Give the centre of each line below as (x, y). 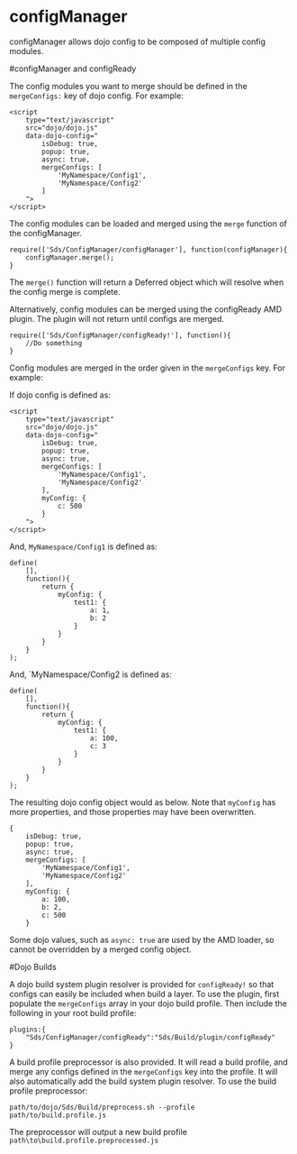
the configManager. (46, 233)
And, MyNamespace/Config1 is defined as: (83, 546)
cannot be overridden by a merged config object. (100, 949)
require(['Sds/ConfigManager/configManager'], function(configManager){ (148, 250)
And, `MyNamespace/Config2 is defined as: (91, 674)
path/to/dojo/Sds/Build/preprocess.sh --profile (102, 1107)
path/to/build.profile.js (58, 1115)
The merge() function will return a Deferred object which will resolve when (147, 282)
